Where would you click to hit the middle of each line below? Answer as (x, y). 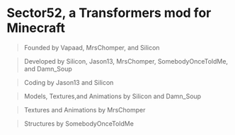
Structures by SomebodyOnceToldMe (79, 123)
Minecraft (36, 28)
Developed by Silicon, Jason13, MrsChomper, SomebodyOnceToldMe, (126, 61)
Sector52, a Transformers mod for (109, 13)
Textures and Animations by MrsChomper (85, 110)
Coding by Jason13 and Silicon (69, 82)
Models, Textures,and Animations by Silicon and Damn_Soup (113, 96)
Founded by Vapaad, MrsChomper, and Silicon (92, 47)
